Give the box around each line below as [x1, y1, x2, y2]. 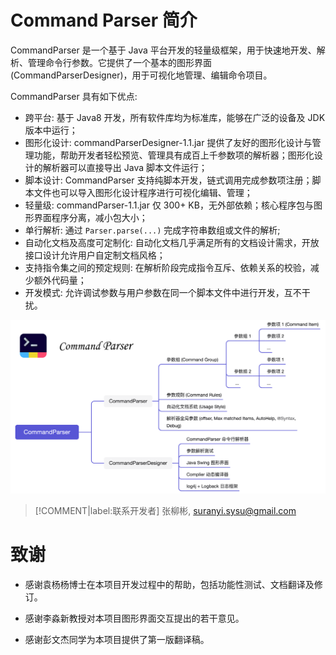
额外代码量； [33, 274, 87, 286]
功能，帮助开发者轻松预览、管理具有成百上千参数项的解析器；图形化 [33, 149, 315, 161]
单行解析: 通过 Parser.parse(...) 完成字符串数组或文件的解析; [24, 224, 281, 236]
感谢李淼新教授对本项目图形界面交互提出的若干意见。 [24, 612, 245, 624]
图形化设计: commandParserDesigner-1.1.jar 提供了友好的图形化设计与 [24, 136, 313, 148]
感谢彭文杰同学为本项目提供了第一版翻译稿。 [24, 633, 210, 645]
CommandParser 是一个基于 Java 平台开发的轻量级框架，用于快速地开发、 [10, 44, 317, 56]
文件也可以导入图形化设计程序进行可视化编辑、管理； [33, 186, 253, 198]
